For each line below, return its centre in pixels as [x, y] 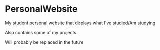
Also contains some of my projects [40, 32]
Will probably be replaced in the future [44, 42]
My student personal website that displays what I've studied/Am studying [80, 23]
